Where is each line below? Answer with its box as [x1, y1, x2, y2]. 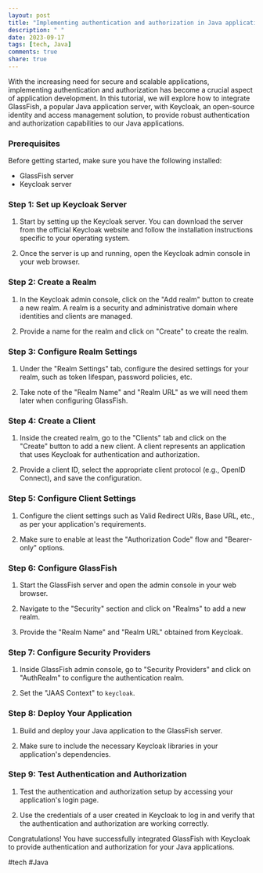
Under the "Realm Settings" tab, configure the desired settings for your [19, 364, 249, 374]
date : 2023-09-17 [8, 33, 65, 42]
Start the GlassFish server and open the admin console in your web [19, 580, 237, 590]
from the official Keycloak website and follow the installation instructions [19, 225, 253, 235]
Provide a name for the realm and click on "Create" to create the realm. [19, 327, 249, 336]
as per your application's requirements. [19, 519, 146, 528]
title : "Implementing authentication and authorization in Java [8, 19, 222, 27]
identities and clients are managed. [19, 311, 133, 320]
